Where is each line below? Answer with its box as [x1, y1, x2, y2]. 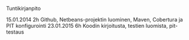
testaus [6, 28, 25, 35]
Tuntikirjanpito [6, 5, 41, 12]
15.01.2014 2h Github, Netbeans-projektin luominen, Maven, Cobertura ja [6, 16, 183, 23]
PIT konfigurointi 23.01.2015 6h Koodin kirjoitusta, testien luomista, [6, 23, 168, 29]
